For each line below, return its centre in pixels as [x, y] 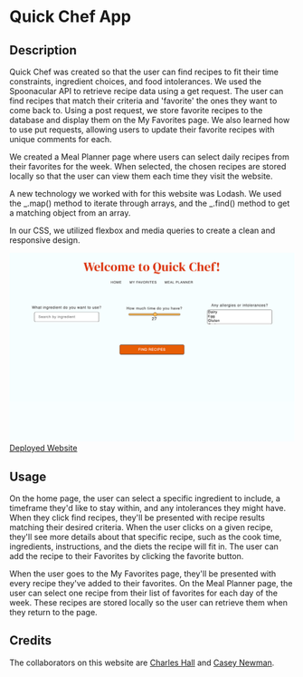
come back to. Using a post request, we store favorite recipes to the [136, 110]
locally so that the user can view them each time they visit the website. [141, 176]
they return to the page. [53, 613]
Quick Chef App [70, 17]
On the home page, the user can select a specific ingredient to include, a [145, 498]
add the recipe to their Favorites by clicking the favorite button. [127, 556]
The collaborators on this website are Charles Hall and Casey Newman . [142, 662]
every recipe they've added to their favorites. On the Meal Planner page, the [151, 584]
